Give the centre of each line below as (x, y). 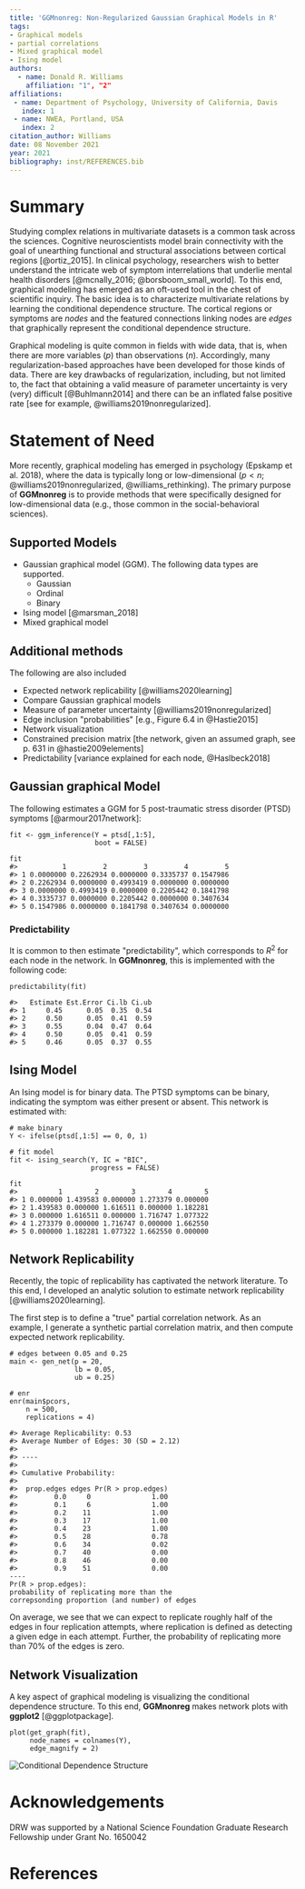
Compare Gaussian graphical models (92, 700)
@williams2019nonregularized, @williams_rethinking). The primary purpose (150, 485)
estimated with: (38, 1111)
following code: (38, 970)
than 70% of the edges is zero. (67, 1646)
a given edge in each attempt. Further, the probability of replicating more (145, 1636)
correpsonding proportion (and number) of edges (103, 1601)
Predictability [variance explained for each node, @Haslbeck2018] (146, 758)
